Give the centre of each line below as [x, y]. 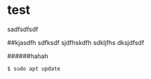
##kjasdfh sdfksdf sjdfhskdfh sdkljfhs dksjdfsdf [76, 42]
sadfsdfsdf [23, 29]
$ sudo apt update [34, 69]
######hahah [28, 56]
